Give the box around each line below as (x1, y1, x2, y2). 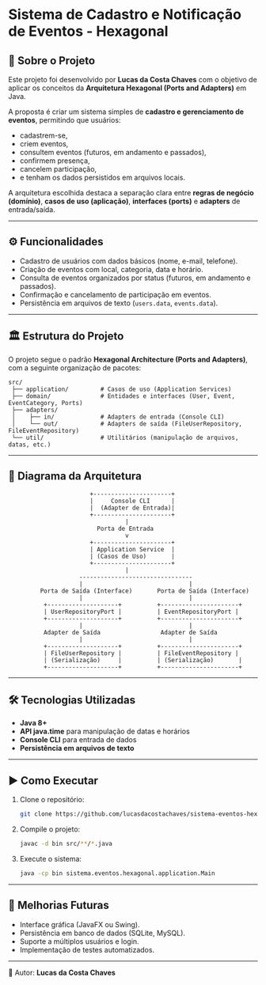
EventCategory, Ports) (8, 399, 83, 407)
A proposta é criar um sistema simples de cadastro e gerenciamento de (8, 107, 244, 116)
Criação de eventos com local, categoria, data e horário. (19, 264, 203, 274)
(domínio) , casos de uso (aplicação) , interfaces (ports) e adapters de (8, 196, 241, 206)
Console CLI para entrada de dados (19, 735, 137, 744)
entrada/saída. (8, 205, 55, 214)
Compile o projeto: (19, 824, 81, 834)
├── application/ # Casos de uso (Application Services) (11, 385, 232, 393)
